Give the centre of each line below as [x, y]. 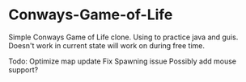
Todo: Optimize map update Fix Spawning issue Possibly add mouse [123, 61]
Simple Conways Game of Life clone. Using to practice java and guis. [123, 37]
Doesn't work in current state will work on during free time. [106, 45]
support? [23, 69]
